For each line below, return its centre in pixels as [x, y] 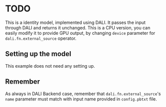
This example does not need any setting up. [50, 66]
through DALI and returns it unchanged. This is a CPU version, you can [78, 27]
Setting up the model [38, 54]
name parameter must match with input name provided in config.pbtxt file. [81, 99]
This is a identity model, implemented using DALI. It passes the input [76, 22]
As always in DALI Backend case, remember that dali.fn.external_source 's [83, 94]
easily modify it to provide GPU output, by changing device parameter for [80, 33]
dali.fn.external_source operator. [41, 38]
